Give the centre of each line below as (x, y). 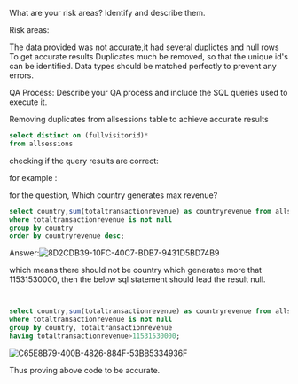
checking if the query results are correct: (84, 161)
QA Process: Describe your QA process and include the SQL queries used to (149, 93)
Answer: (24, 253)
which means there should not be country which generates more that (136, 270)
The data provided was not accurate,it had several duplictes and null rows (144, 47)
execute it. (28, 102)
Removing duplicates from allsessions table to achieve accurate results (139, 119)
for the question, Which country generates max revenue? (114, 195)
